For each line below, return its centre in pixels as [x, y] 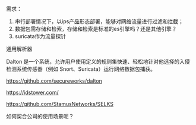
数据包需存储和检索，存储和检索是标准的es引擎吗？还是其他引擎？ [96, 29]
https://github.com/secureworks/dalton [54, 81]
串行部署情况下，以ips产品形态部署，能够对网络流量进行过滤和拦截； [99, 21]
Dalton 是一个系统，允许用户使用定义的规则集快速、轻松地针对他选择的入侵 [98, 62]
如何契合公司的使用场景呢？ [40, 116]
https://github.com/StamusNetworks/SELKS [60, 104]
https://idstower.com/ [32, 92]
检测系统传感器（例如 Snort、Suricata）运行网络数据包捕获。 [81, 69]
